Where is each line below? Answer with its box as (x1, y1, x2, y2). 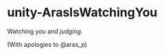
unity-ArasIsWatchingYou (7, 5, 158, 20)
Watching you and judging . (7, 27, 83, 35)
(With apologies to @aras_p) (7, 40, 88, 48)
